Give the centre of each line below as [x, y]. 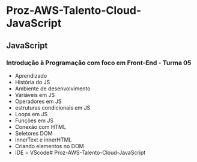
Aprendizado [31, 75]
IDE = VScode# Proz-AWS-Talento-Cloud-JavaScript [80, 152]
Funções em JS [34, 120]
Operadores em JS [38, 101]
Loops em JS [31, 114]
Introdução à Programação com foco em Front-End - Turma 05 [99, 63]
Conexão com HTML [40, 126]
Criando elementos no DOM [49, 146]
